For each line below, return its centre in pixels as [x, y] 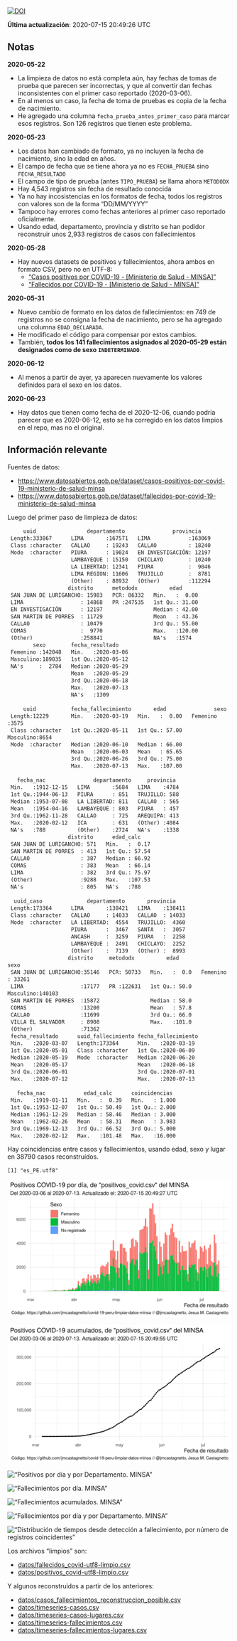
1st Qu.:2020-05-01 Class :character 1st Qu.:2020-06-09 [103, 1050]
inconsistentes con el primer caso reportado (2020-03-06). [105, 93]
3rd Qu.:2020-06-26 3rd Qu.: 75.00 [126, 759]
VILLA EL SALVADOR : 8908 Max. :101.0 [101, 1022]
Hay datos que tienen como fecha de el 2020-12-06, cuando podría [116, 412]
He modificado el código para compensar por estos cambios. [107, 334]
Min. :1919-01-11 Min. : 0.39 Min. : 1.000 [93, 1100]
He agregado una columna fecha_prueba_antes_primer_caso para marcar [123, 116]
